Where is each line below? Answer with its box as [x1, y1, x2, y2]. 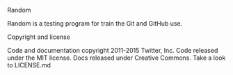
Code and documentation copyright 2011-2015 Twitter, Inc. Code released [7, 47, 218, 54]
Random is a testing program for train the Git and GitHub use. [7, 19, 183, 27]
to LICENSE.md [7, 61, 51, 69]
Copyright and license [7, 33, 71, 41]
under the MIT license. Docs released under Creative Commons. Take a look [7, 53, 226, 62]
